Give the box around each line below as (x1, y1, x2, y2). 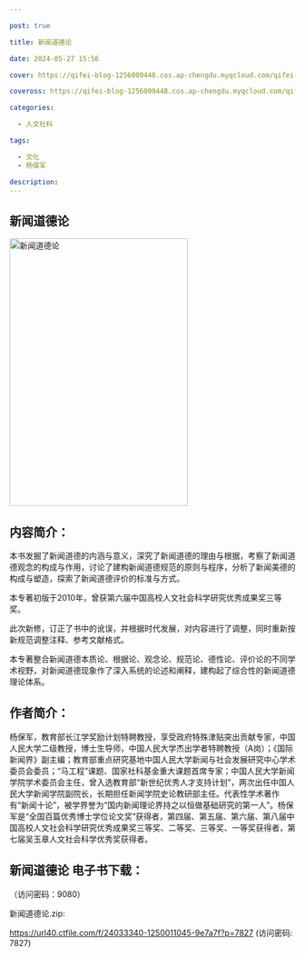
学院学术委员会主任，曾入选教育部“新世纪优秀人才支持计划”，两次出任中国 (9, 776, 288, 787)
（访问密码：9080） (9, 888, 86, 900)
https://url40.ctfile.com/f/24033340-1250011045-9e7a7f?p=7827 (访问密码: (9, 927, 293, 938)
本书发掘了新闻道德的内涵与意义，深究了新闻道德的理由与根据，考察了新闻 (9, 551, 288, 561)
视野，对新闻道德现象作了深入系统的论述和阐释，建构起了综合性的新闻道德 (16, 665, 296, 675)
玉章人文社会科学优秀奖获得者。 (33, 833, 152, 844)
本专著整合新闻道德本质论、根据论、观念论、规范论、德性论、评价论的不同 (9, 653, 288, 664)
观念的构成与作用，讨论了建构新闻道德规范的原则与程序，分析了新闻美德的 (16, 562, 296, 573)
